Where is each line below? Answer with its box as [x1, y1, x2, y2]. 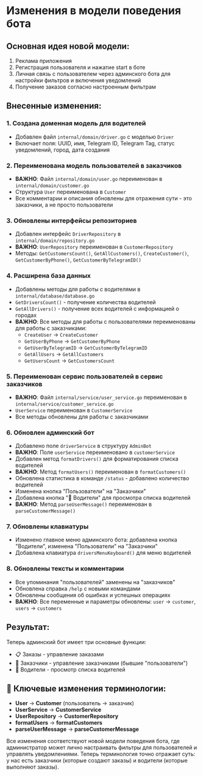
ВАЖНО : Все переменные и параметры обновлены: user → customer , [15, 598, 196, 605]
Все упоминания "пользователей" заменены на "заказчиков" [15, 578, 176, 585]
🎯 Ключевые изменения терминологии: [6, 683, 166, 694]
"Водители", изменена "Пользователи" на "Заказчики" [15, 543, 158, 550]
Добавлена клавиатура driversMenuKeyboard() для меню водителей [15, 549, 191, 557]
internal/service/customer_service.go [15, 401, 114, 407]
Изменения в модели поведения [6, 4, 182, 18]
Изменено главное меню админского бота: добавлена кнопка [15, 536, 178, 544]
